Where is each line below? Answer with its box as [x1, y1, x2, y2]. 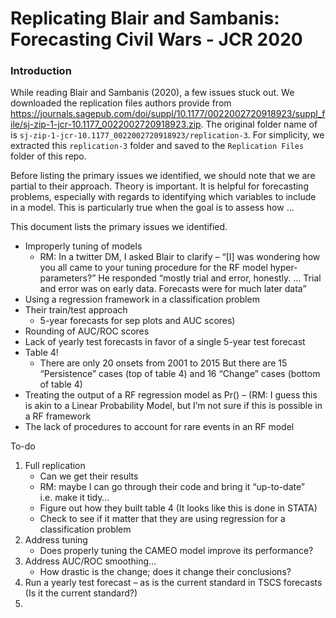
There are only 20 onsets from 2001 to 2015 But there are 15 [39, 357, 288, 369]
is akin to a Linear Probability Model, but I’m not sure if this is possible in [24, 400, 323, 412]
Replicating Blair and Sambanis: [10, 7, 280, 30]
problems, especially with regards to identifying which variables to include [10, 191, 317, 203]
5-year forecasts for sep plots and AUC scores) [39, 315, 236, 327]
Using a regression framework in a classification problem [24, 293, 260, 306]
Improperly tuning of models [24, 240, 143, 252]
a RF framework [24, 410, 92, 422]
